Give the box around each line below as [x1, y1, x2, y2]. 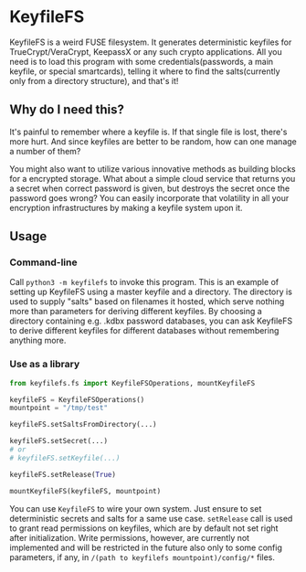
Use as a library [9, 358, 80, 371]
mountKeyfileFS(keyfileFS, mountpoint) [9, 486, 162, 495]
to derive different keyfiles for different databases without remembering [9, 325, 280, 336]
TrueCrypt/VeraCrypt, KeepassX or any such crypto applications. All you [9, 46, 283, 57]
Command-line [9, 256, 78, 269]
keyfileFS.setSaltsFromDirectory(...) [9, 420, 157, 429]
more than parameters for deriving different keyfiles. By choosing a [9, 306, 262, 317]
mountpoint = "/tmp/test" [9, 404, 108, 413]
